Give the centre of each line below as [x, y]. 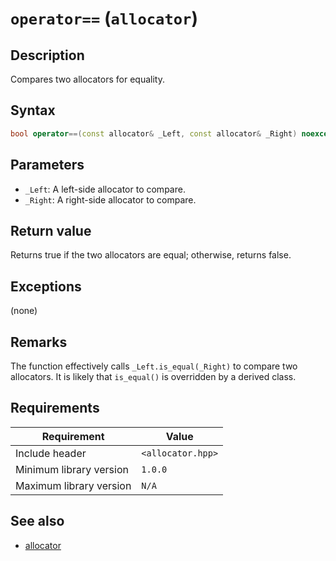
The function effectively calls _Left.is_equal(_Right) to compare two [154, 366]
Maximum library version [73, 485]
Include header [51, 453]
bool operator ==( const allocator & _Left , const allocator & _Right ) [154, 133]
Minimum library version [72, 469]
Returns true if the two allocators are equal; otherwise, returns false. [151, 255]
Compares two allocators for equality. [87, 79]
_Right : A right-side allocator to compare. [110, 199]
